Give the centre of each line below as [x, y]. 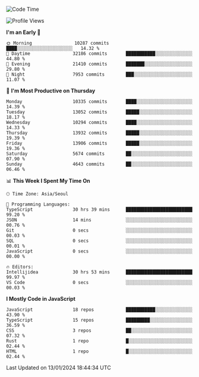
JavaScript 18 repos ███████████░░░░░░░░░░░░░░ [99, 310]
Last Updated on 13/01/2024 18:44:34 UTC [59, 367]
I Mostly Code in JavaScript [41, 299]
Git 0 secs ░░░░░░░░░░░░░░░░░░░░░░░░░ [99, 230]
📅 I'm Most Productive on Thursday [51, 91]
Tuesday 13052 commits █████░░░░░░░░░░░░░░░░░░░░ [99, 112]
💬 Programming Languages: [38, 204]
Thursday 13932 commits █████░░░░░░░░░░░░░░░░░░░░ [99, 133]
